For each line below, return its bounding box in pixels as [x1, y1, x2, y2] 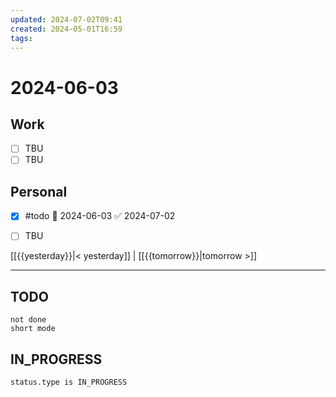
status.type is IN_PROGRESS [10, 377, 128, 388]
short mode [10, 324, 56, 334]
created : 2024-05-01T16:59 [10, 24, 123, 34]
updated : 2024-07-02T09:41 [10, 14, 123, 25]
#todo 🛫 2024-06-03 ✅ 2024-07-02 [24, 210, 176, 222]
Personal [10, 183, 68, 200]
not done [10, 315, 47, 325]
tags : [10, 33, 33, 43]
